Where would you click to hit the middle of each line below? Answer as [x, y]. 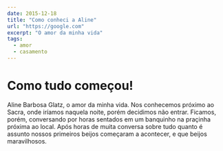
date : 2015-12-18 [32, 13]
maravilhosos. [27, 141]
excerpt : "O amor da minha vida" [55, 33]
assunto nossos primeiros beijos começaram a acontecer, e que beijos [107, 134]
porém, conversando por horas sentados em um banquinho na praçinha [109, 119]
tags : [15, 39]
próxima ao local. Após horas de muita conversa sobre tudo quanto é [105, 126]
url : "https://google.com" [46, 26]
